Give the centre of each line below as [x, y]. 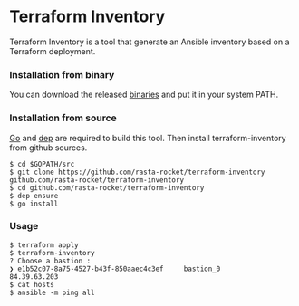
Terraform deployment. [53, 51]
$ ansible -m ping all [52, 292]
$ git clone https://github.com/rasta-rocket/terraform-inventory [137, 172]
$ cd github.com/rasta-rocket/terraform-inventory [107, 187]
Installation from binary [62, 74]
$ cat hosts [32, 284]
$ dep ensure [34, 196]
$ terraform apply [44, 245]
